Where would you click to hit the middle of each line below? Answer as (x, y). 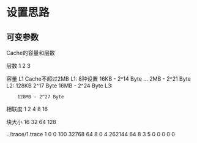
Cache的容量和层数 (31, 53)
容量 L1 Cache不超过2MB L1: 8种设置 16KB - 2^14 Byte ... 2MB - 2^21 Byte (98, 79)
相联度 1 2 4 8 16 (27, 109)
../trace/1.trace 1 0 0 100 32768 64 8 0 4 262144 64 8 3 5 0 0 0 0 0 (91, 134)
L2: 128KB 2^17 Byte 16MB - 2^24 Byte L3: (60, 86)
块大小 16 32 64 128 (31, 122)
